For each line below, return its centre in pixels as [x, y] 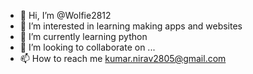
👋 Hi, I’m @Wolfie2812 [65, 15]
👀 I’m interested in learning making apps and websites [131, 26]
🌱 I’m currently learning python [83, 36]
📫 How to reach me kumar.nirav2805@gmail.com [123, 58]
